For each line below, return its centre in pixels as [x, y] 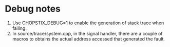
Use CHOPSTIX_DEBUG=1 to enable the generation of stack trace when [88, 23]
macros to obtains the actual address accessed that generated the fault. [89, 39]
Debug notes [33, 9]
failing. [19, 28]
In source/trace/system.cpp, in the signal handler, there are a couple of [87, 33]
